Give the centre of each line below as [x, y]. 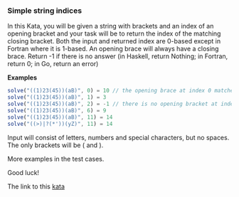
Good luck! [23, 172]
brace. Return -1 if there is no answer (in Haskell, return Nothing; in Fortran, [118, 56]
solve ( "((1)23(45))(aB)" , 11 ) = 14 [60, 117]
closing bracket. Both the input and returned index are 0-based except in [114, 41]
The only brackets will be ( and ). [55, 145]
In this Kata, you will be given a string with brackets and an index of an [111, 26]
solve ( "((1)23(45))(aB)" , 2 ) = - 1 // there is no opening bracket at [113, 104]
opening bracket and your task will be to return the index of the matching [114, 33]
